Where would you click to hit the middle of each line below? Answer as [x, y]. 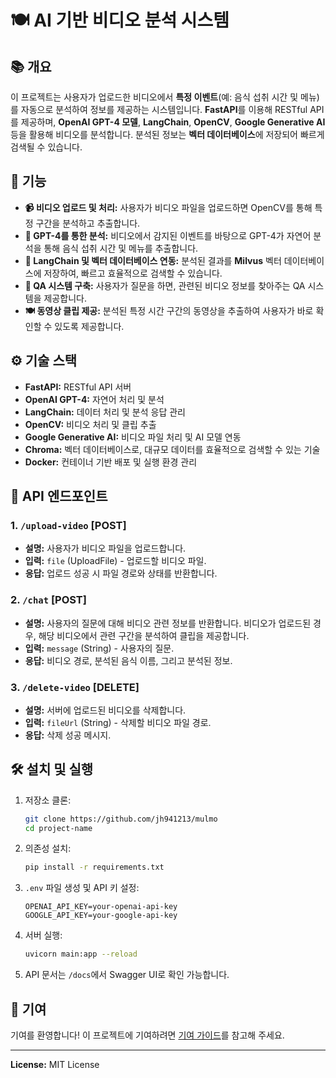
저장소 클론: [48, 800]
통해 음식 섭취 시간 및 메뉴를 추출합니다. [121, 248]
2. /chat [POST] [48, 600]
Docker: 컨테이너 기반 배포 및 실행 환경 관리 [111, 462]
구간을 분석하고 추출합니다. [88, 223]
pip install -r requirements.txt [94, 867]
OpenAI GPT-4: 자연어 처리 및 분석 [94, 399]
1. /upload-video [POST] [68, 525]
